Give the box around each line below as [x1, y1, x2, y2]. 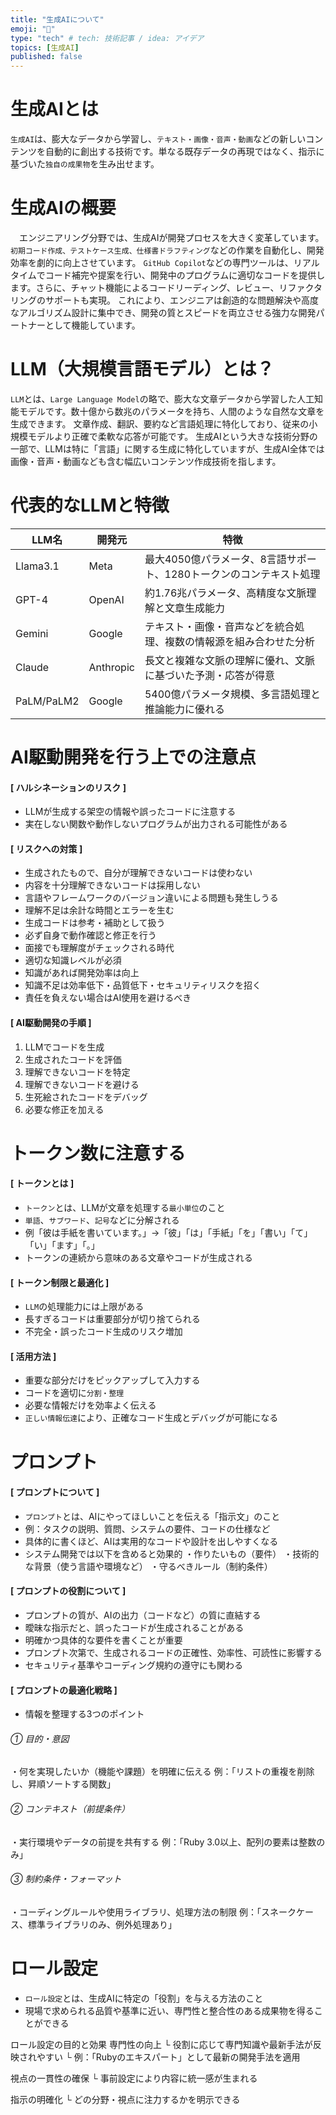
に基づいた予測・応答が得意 [144, 668, 275, 682]
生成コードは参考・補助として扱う [24, 917, 166, 929]
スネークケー [261, 1906, 315, 1918]
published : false [10, 52, 83, 62]
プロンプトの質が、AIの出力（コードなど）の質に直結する [24, 1609, 262, 1621]
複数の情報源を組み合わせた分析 [164, 634, 315, 648]
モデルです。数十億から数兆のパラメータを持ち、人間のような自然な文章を [18, 405, 325, 417]
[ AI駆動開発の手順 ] [10, 1017, 92, 1029]
